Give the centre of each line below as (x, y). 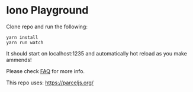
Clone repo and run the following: (47, 27)
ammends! (19, 60)
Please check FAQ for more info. (45, 71)
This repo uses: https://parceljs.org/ (50, 83)
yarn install (22, 37)
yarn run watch (25, 42)
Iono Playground (47, 10)
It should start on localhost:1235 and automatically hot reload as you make (97, 53)
